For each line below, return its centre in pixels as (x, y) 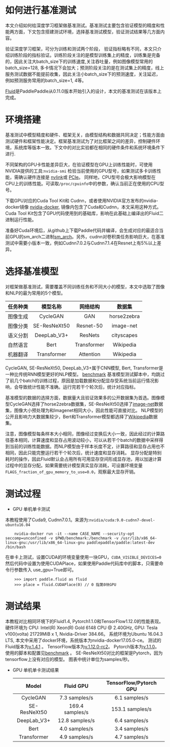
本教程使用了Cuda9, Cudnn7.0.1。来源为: (47, 520)
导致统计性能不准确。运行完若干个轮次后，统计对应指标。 (78, 387)
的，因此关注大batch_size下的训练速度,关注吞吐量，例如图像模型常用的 (79, 61)
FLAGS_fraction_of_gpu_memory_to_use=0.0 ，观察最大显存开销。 (72, 472)
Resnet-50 (89, 325)
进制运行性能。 (21, 219)
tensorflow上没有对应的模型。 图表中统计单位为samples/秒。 (69, 659)
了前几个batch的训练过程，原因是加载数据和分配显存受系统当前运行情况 (80, 381)
